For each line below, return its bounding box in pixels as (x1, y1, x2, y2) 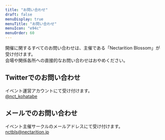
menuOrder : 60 (5, 30, 35, 35)
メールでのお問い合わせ (5, 109, 77, 117)
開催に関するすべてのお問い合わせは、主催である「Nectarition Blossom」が (5, 45, 160, 50)
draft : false (5, 12, 32, 17)
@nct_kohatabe (5, 93, 37, 99)
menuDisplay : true (5, 16, 43, 21)
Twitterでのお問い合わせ (5, 73, 81, 82)
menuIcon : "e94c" (5, 26, 41, 31)
